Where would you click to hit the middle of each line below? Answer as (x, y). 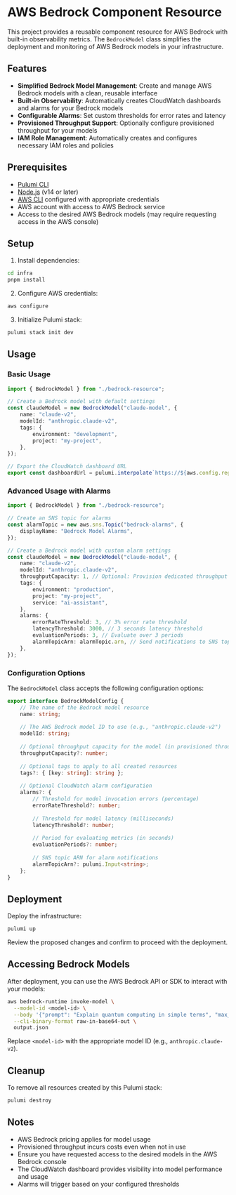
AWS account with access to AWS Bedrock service (91, 206)
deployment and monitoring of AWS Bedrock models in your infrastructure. (116, 46)
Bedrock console (42, 1161)
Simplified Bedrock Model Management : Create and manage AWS (114, 86)
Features (27, 68)
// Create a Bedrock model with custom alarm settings (89, 550)
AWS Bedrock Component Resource (115, 12)
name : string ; (40, 714)
